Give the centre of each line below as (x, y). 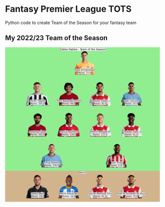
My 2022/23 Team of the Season (56, 38)
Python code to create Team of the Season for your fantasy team (71, 23)
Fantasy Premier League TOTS (68, 9)
